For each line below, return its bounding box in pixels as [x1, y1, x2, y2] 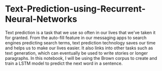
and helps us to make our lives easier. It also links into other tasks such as [5, 45, 153, 51]
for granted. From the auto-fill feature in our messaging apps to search [5, 35, 147, 41]
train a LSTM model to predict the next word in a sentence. [5, 60, 123, 66]
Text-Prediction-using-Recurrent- [5, 3, 146, 14]
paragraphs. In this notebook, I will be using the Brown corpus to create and [5, 55, 157, 61]
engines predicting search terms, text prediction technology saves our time [5, 40, 156, 45]
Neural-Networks [5, 14, 77, 25]
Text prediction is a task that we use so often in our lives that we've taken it [5, 29, 156, 35]
